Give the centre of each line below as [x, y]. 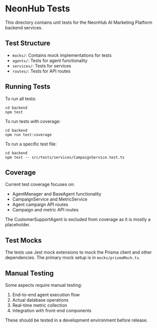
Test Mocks [23, 240]
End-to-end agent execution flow [46, 295]
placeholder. [18, 225]
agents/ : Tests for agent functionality [50, 61]
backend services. [24, 27]
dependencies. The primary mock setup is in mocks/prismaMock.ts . [73, 258]
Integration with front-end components [52, 310]
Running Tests [28, 87]
